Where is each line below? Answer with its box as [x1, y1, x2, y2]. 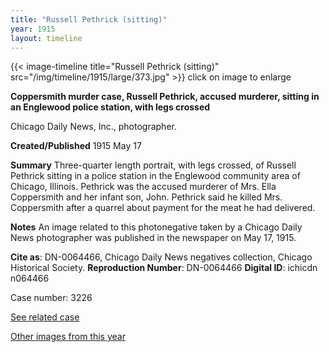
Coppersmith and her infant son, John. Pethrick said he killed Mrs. [10, 191, 283, 203]
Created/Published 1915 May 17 [10, 140, 142, 152]
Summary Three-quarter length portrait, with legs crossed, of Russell [10, 159, 297, 171]
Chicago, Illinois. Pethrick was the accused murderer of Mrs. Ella [10, 181, 277, 193]
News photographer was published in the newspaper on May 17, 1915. [10, 232, 297, 244]
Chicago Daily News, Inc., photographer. [10, 121, 177, 133]
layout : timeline [10, 33, 83, 43]
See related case [10, 311, 80, 323]
